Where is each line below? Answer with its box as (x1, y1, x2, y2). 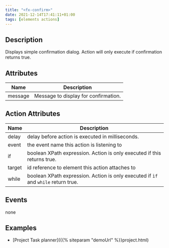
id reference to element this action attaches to (27, 164, 136, 171)
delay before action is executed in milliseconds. (27, 133, 139, 140)
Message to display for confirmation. (34, 92, 121, 99)
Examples (5, 224, 37, 232)
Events (5, 195, 28, 205)
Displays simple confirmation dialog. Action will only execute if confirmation (5, 49, 162, 55)
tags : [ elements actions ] (5, 17, 59, 22)
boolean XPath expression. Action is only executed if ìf (27, 172, 158, 179)
